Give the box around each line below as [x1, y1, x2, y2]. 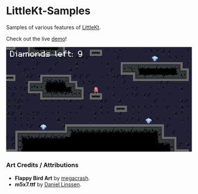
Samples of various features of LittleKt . [6, 24, 101, 31]
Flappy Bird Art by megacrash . [14, 174, 90, 182]
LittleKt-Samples [6, 4, 91, 18]
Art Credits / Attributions [6, 161, 79, 169]
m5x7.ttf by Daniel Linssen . [14, 180, 81, 187]
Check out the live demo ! [6, 35, 67, 42]
